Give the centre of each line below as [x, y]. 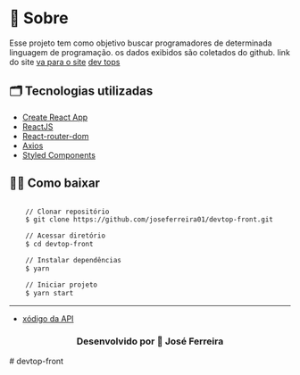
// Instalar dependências [74, 261]
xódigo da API [48, 318]
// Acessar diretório [65, 236]
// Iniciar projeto [62, 285]
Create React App [55, 117]
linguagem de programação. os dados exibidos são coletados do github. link [150, 52]
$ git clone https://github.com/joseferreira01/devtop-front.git [150, 220]
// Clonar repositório [67, 212]
